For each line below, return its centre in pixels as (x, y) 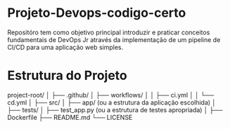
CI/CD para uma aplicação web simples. (65, 47)
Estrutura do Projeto (68, 76)
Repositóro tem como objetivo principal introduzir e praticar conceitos (109, 32)
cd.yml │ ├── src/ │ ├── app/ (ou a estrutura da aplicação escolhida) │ (112, 102)
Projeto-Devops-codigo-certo (97, 13)
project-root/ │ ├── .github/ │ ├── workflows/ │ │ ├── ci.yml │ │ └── (111, 95)
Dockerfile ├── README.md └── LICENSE (70, 117)
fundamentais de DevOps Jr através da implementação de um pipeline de (114, 39)
